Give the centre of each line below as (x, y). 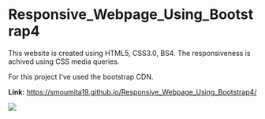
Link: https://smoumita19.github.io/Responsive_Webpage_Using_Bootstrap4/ (132, 91)
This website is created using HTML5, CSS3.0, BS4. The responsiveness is (129, 53)
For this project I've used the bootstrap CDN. (81, 76)
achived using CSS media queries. (64, 61)
